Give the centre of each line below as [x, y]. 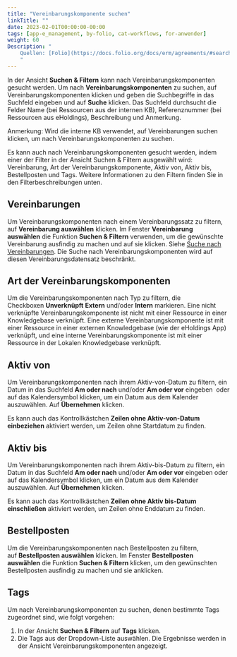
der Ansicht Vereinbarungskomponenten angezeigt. [92, 646]
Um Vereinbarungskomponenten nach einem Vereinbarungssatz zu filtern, [115, 221]
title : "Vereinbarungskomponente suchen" [69, 14]
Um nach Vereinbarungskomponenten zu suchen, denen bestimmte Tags [114, 609]
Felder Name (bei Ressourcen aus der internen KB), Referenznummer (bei [115, 109]
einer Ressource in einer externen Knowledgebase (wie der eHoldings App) [117, 328]
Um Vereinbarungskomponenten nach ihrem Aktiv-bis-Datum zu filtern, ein [116, 465]
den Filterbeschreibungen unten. [55, 182]
